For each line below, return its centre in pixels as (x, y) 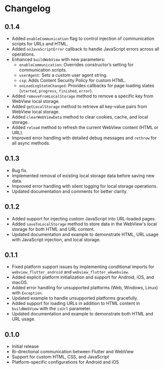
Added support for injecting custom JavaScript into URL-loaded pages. (84, 218)
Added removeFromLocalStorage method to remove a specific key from (82, 96)
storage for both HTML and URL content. (53, 229)
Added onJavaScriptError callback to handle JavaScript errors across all (85, 49)
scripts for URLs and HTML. (40, 44)
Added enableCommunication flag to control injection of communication (83, 38)
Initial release (25, 346)
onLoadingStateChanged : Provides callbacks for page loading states (87, 86)
